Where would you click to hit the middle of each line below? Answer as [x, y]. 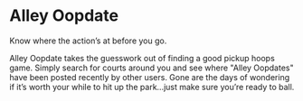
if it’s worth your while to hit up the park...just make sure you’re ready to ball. [152, 87]
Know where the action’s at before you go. [88, 41]
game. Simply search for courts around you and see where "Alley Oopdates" [151, 68]
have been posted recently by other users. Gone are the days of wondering [150, 77]
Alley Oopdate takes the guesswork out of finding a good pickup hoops [142, 58]
